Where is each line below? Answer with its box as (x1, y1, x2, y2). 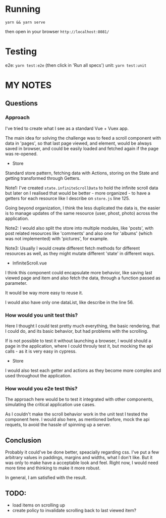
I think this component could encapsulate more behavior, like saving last (5, 269, 153, 275)
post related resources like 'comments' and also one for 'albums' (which (5, 230, 153, 236)
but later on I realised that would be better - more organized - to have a (5, 190, 151, 196)
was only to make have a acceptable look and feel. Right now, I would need (5, 460, 159, 466)
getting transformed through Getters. (5, 175, 81, 181)
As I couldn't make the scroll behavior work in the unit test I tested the (5, 411, 148, 417)
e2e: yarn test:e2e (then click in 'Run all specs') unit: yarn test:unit (5, 62, 147, 68)
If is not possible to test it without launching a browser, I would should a (5, 338, 151, 344)
